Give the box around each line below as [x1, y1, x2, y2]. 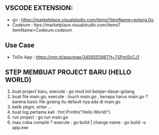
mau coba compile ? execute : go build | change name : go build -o [12, 119, 146, 125]
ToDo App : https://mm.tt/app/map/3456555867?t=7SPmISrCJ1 [12, 54, 140, 60]
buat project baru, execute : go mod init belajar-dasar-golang [12, 88, 135, 94]
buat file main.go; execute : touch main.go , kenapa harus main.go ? [12, 94, 148, 100]
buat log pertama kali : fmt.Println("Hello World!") [12, 109, 111, 115]
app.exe [12, 125, 29, 131]
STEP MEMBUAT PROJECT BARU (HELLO [5, 68, 132, 77]
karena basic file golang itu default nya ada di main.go [12, 99, 121, 105]
